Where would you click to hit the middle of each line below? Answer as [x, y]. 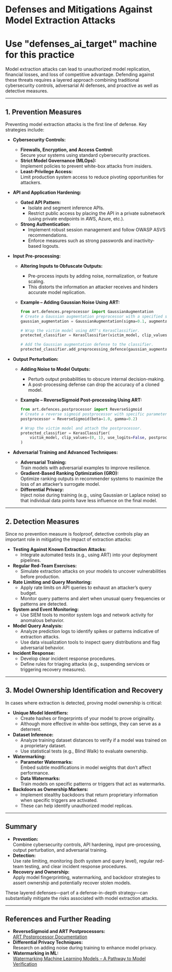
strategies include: [25, 130]
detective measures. [27, 91]
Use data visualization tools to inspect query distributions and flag [90, 642]
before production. [40, 576]
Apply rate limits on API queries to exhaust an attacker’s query [86, 588]
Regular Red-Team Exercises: [45, 566]
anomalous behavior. [42, 620]
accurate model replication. [57, 292]
